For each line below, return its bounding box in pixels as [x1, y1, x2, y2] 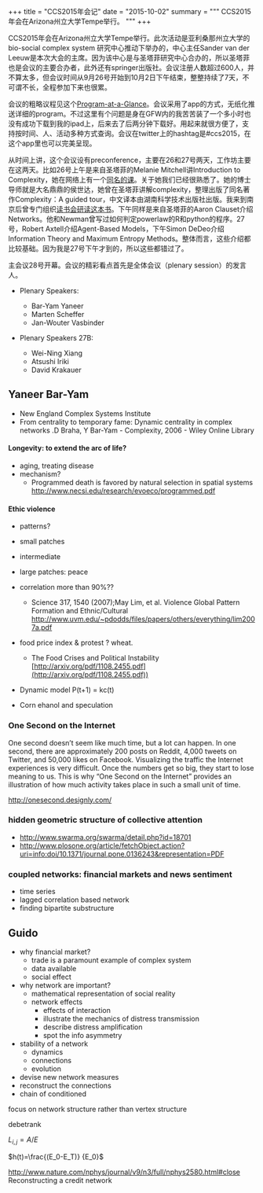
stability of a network [19, 1039, 89, 1048]
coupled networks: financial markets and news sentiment [8, 868, 233, 879]
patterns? [19, 521, 51, 531]
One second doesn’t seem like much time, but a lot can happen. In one [8, 738, 237, 747]
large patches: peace [19, 567, 89, 576]
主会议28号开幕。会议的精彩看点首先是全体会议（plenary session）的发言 [8, 260, 247, 270]
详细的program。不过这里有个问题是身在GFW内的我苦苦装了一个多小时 [14, 109, 245, 118]
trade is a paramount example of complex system [31, 955, 192, 965]
